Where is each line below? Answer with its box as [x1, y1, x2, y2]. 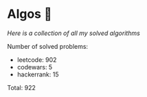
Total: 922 [7, 83, 36, 91]
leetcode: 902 [16, 55, 57, 64]
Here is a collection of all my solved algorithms [7, 29, 141, 37]
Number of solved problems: [7, 42, 88, 50]
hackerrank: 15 [16, 70, 60, 78]
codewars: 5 [16, 63, 53, 71]
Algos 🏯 [7, 6, 53, 22]
